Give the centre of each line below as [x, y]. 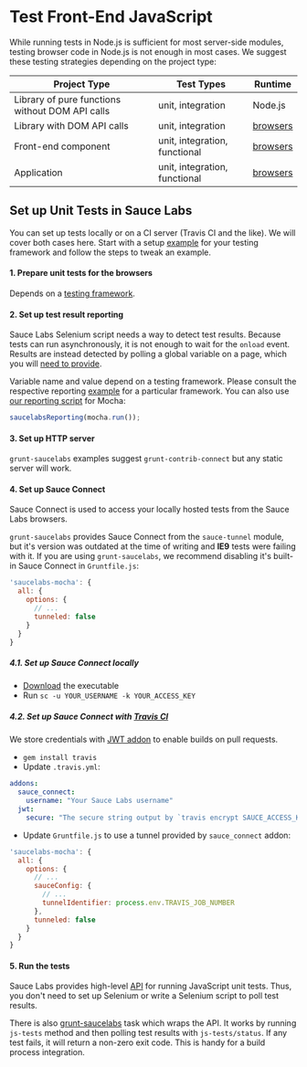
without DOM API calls [62, 111]
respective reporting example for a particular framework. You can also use [149, 391]
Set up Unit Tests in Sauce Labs [101, 211]
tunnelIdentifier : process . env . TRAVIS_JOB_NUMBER [138, 903]
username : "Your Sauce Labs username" [100, 801]
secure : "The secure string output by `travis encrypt [132, 818]
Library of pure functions [68, 100]
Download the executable [71, 686]
